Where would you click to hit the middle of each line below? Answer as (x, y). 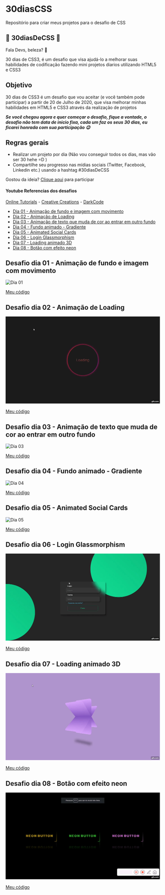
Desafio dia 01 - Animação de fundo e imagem (77, 263)
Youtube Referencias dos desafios (41, 191)
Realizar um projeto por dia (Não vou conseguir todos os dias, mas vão (84, 154)
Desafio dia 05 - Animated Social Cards (67, 508)
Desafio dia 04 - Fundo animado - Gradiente (74, 471)
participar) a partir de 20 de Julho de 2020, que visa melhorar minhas (76, 102)
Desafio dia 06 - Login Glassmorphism (65, 545)
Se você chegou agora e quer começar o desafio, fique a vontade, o (76, 117)
